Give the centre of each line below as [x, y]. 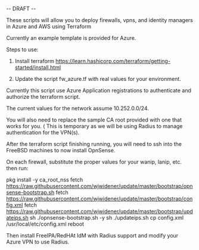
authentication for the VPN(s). [43, 132]
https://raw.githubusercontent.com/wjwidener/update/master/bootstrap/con [99, 199]
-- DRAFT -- [21, 9]
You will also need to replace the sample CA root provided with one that [94, 120]
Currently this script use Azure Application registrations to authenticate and [99, 90]
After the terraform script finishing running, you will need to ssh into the [94, 144]
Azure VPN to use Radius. [38, 242]
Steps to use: [22, 49]
